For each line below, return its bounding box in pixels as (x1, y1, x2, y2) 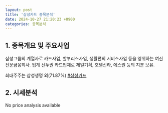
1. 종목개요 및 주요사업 (5, 41, 70, 50)
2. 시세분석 (5, 88, 38, 97)
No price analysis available (5, 102, 61, 108)
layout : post (5, 7, 33, 13)
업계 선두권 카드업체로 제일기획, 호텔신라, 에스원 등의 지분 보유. (32, 62, 155, 68)
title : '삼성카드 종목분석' (5, 12, 56, 17)
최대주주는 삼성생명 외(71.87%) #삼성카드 (5, 72, 87, 78)
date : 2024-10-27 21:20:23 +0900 (5, 17, 75, 22)
